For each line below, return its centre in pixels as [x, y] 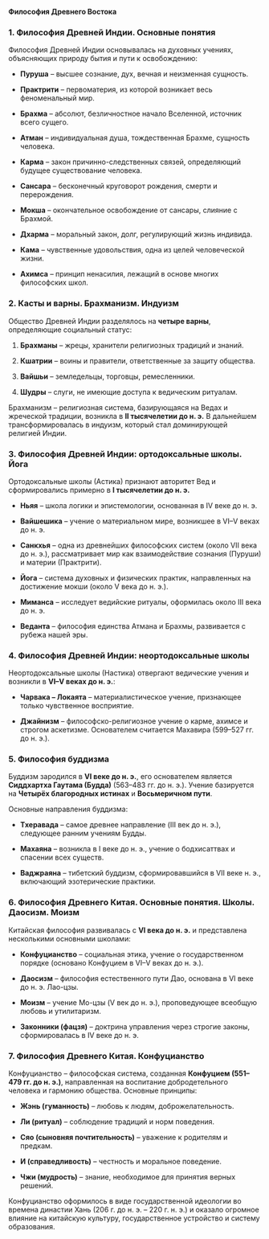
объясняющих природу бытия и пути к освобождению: [103, 59]
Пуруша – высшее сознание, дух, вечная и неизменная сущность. [134, 74]
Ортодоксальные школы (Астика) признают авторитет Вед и [112, 481]
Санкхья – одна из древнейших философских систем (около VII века [139, 545]
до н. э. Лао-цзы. [49, 987]
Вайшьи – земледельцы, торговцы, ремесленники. [107, 376]
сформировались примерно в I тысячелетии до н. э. [99, 490]
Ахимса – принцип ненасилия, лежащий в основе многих [119, 274]
